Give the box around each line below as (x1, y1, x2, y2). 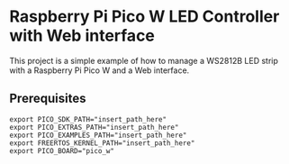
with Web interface (9, 25, 156, 46)
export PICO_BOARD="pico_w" (9, 146, 115, 155)
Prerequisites (9, 91, 86, 106)
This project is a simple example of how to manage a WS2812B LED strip (9, 55, 279, 66)
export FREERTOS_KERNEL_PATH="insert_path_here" (9, 138, 195, 148)
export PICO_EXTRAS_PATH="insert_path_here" (9, 123, 179, 132)
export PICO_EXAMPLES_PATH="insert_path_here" (9, 131, 187, 140)
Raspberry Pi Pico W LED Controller (9, 6, 280, 27)
